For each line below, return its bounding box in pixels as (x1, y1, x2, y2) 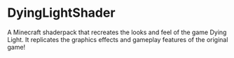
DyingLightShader (7, 5, 116, 21)
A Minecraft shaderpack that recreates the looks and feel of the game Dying (7, 28, 227, 36)
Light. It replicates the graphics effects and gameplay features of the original (7, 35, 228, 43)
